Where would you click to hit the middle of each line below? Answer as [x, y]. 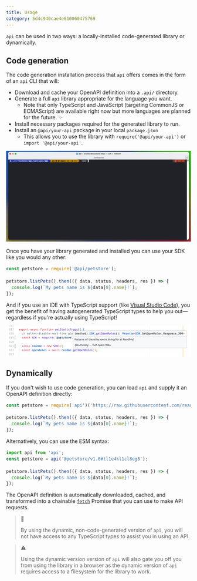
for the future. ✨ [43, 117]
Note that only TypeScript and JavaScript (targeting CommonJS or [104, 105]
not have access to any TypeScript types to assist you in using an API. [105, 536]
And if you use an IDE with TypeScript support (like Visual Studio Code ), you [98, 305]
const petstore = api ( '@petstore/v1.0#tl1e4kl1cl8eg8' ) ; [77, 459]
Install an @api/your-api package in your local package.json [86, 130]
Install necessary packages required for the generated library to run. [97, 124]
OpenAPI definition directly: [39, 394]
